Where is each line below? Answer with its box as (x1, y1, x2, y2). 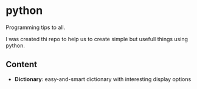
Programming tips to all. (5, 24, 66, 31)
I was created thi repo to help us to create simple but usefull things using (5, 35, 188, 42)
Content (5, 59, 38, 70)
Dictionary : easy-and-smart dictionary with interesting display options (14, 75, 192, 82)
